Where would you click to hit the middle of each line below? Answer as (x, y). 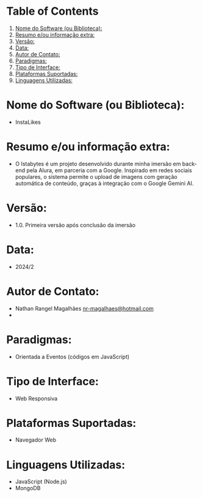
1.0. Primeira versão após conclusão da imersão (75, 225)
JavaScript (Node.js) (41, 481)
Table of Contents (52, 11)
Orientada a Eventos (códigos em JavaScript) (72, 357)
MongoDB (28, 488)
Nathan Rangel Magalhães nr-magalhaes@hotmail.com (84, 308)
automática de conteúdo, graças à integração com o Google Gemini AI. (104, 183)
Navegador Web (36, 440)
